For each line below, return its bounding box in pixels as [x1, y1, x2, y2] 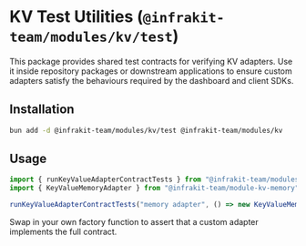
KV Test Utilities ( [9, 6, 144, 27]
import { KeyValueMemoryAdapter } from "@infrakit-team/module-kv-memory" [9, 184, 300, 193]
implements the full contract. [9, 226, 117, 238]
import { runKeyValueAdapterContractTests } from [9, 175, 202, 184]
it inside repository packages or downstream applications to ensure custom [9, 66, 293, 77]
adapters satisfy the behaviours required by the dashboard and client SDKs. [9, 75, 294, 86]
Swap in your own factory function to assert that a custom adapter [9, 217, 260, 228]
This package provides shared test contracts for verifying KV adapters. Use [9, 56, 293, 67]
